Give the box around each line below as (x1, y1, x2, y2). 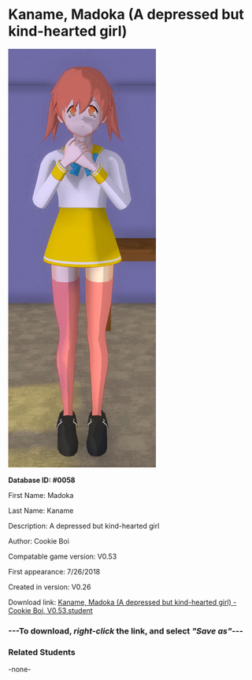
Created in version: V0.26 (8, 582, 91, 592)
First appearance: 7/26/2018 (8, 567, 101, 576)
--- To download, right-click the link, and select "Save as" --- (8, 625, 244, 636)
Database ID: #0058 (8, 475, 76, 485)
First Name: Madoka (8, 490, 74, 500)
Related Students (8, 646, 76, 657)
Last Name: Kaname (8, 506, 74, 515)
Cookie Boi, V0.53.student (8, 605, 93, 615)
